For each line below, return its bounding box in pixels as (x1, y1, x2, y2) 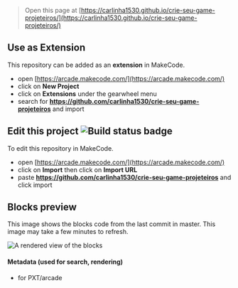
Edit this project (7, 125, 79, 137)
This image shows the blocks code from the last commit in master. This (7, 220, 216, 228)
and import (52, 105, 85, 113)
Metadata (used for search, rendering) (7, 257, 123, 266)
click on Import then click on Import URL (17, 165, 138, 174)
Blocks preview (7, 201, 77, 213)
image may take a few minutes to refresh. (7, 228, 129, 236)
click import (17, 181, 53, 189)
